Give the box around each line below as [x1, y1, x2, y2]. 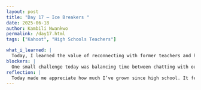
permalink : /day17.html [6, 31, 66, 37]
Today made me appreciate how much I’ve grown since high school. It [11, 75, 188, 81]
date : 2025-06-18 [6, 20, 50, 26]
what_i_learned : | [6, 47, 52, 54]
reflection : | [6, 69, 42, 75]
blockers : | [6, 58, 36, 64]
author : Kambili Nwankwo [6, 25, 68, 32]
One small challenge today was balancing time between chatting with [11, 64, 188, 70]
